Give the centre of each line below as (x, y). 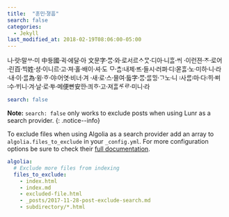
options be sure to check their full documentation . (79, 149)
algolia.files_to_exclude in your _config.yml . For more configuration (108, 141)
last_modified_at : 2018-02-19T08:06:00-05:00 (74, 40)
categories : (24, 27)
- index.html (39, 181)
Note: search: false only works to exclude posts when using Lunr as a (109, 113)
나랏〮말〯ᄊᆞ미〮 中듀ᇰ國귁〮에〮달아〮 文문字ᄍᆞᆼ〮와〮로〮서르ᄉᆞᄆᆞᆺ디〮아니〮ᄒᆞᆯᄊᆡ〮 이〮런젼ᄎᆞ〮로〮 (112, 61)
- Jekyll (26, 33)
